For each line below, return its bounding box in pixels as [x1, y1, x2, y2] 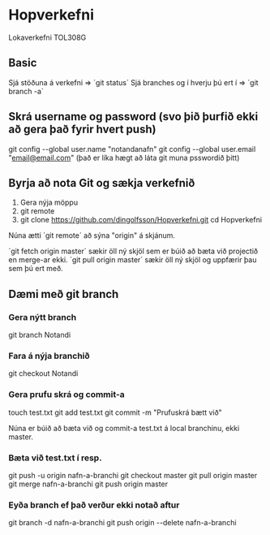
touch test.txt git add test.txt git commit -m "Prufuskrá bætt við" [8, 408, 222, 417]
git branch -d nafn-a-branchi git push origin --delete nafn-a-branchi [8, 518, 237, 528]
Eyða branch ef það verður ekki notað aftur [8, 499, 180, 511]
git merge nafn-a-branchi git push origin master [8, 479, 169, 489]
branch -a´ [8, 86, 45, 96]
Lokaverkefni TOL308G [8, 32, 87, 42]
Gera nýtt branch [8, 311, 77, 322]
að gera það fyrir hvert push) [8, 123, 156, 136]
